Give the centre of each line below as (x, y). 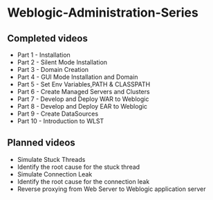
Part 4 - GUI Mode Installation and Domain (77, 77)
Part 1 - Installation (44, 55)
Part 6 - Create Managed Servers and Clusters (83, 92)
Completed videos (47, 38)
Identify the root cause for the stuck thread (78, 167)
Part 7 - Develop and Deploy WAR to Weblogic (83, 99)
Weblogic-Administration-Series (103, 13)
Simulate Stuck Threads (51, 159)
